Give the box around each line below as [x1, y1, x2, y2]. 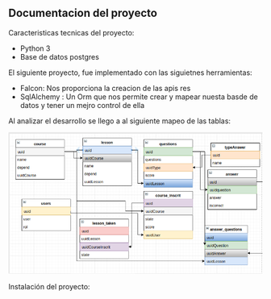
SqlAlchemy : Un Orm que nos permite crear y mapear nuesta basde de [19, 92, 258, 102]
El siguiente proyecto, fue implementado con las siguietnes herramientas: [8, 68, 252, 77]
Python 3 [19, 44, 51, 53]
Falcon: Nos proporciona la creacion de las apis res [19, 83, 191, 93]
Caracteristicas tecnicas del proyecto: [8, 27, 135, 37]
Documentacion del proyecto [8, 6, 157, 20]
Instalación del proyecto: [8, 281, 90, 291]
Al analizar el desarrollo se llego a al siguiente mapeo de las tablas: [8, 116, 231, 126]
